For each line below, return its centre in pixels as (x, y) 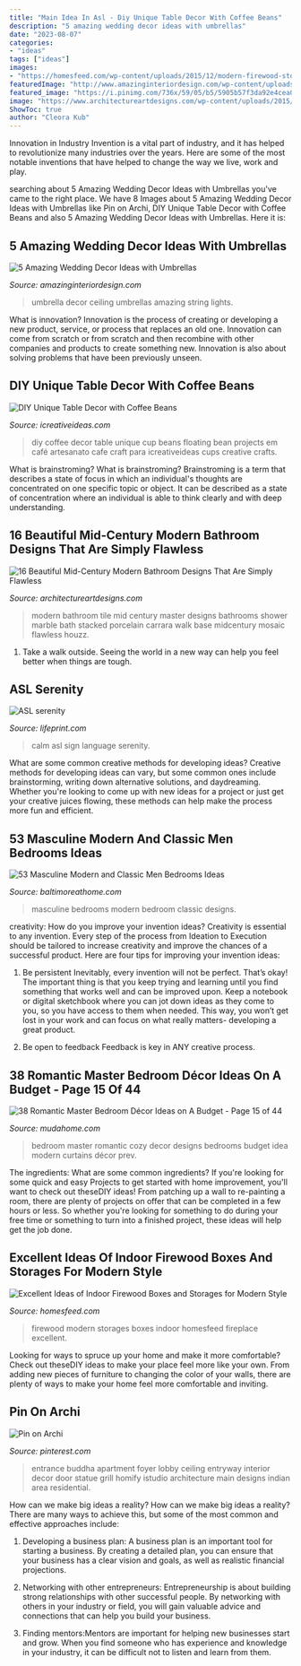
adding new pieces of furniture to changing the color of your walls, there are (150, 1374)
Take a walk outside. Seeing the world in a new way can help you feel (150, 652)
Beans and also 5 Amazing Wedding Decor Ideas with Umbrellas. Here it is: (148, 218)
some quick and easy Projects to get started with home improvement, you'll (149, 1182)
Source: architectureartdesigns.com (76, 598)
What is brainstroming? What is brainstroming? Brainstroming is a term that (148, 469)
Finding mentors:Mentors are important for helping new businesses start (156, 1633)
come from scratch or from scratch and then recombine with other (132, 338)
